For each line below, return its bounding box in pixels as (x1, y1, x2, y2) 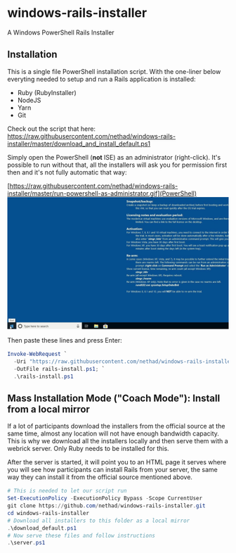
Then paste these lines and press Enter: (7, 336, 122, 344)
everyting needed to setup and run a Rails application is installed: (7, 75, 196, 83)
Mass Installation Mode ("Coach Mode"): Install (7, 392, 221, 404)
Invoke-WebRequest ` (7, 350, 68, 357)
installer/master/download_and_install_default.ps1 (7, 139, 151, 148)
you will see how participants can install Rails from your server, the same (7, 466, 218, 474)
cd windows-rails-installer (7, 509, 90, 516)
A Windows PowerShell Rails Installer (7, 28, 114, 37)
